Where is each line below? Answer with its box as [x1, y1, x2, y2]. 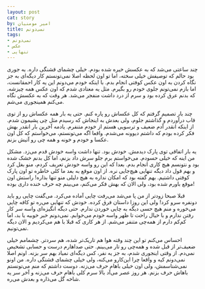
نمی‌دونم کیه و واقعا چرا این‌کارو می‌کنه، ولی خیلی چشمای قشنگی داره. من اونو [7, 255, 185, 263]
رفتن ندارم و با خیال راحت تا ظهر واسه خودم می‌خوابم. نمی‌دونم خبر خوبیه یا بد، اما [7, 211, 194, 219]
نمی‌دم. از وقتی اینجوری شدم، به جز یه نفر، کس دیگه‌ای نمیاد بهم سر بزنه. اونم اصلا [7, 249, 195, 257]
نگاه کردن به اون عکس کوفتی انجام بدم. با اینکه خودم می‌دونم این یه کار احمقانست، [7, 78, 196, 86]
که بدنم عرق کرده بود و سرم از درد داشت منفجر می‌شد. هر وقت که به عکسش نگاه [7, 91, 196, 98]
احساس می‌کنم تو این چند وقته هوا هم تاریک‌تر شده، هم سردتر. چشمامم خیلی [7, 236, 182, 243]
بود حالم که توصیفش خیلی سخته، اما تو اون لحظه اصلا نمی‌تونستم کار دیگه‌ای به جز [7, 71, 195, 79]
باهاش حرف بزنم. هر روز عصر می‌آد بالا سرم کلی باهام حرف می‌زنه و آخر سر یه [7, 268, 189, 276]
